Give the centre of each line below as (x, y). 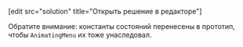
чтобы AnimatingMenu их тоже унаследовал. (80, 35)
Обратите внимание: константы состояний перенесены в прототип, (121, 26)
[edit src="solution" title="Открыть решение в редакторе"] (105, 11)
